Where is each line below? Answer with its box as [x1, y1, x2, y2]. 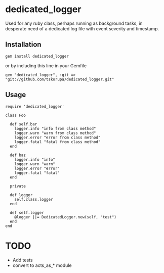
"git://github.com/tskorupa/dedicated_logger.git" [5, 77, 114, 82]
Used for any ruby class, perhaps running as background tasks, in [5, 20, 143, 26]
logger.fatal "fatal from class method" [14, 139, 101, 145]
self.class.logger [14, 197, 53, 202]
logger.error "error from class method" [14, 135, 101, 140]
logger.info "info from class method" [14, 126, 96, 131]
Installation [5, 40, 42, 49]
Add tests [12, 257, 33, 263]
